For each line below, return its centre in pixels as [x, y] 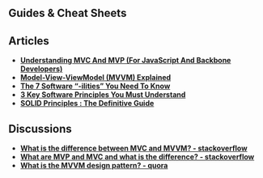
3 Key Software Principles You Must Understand [103, 95]
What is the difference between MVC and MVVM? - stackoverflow [134, 148]
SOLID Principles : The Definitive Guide [87, 104]
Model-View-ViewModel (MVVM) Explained [95, 78]
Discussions [40, 129]
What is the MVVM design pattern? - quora [94, 166]
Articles [29, 41]
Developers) [41, 69]
